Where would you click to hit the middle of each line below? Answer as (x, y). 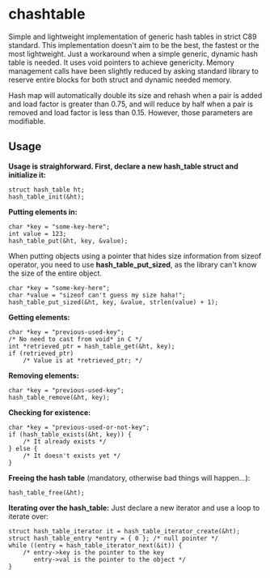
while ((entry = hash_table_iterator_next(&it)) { (95, 545)
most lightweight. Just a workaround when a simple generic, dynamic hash (133, 54)
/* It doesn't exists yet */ (72, 456)
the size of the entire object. (55, 273)
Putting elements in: (43, 212)
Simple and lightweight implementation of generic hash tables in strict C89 (133, 36)
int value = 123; (38, 233)
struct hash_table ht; (46, 190)
